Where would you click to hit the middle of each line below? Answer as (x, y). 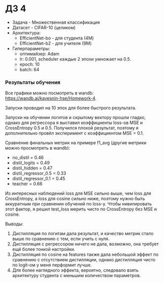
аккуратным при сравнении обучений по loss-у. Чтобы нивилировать (79, 204)
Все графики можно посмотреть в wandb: (49, 93)
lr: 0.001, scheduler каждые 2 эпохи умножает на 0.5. (75, 59)
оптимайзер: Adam (40, 54)
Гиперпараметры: (31, 48)
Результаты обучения (33, 82)
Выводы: (14, 224)
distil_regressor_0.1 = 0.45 (39, 179)
